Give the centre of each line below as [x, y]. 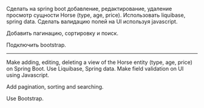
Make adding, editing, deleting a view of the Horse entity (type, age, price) [100, 62]
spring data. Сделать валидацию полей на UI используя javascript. [92, 21]
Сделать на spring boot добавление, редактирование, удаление [89, 9]
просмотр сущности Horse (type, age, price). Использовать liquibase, [96, 15]
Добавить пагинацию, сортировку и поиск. [62, 33]
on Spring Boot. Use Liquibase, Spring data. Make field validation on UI [95, 68]
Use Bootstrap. [25, 98]
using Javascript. [28, 75]
